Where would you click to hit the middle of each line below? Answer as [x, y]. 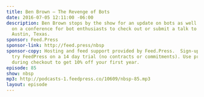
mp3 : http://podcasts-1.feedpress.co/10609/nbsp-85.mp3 [78, 79]
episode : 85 [21, 68]
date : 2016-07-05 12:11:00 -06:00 [50, 17]
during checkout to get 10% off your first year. [76, 62]
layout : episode [27, 85]
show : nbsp [20, 74]
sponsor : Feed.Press [32, 40]
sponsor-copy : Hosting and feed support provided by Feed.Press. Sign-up [103, 51]
